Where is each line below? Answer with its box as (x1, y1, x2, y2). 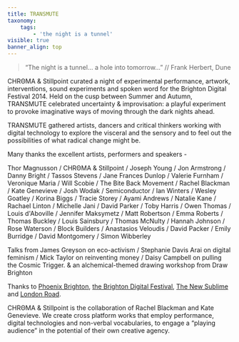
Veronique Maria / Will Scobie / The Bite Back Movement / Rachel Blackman (7, 179, 230, 187)
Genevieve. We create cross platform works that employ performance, (7, 311, 214, 319)
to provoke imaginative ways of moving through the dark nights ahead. (7, 108, 215, 115)
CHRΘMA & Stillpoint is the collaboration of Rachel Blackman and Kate (7, 304, 214, 312)
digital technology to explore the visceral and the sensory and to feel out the (7, 129, 232, 137)
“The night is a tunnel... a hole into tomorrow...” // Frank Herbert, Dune (24, 63, 231, 71)
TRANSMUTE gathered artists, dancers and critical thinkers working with (7, 121, 221, 129)
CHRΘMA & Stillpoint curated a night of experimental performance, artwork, (7, 77, 230, 85)
